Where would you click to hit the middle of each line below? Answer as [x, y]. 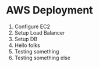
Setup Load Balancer [40, 32]
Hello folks [27, 45]
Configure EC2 [32, 26]
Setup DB [26, 39]
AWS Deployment [49, 10]
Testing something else [43, 58]
